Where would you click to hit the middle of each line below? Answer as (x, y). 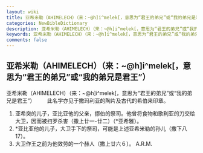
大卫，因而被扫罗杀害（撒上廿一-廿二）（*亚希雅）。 (79, 121)
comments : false (27, 40)
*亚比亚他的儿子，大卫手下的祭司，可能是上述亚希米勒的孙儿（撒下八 (101, 128)
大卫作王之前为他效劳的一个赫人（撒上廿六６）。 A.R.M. (84, 143)
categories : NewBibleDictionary (47, 23)
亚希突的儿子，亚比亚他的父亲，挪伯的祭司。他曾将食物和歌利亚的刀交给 (105, 113)
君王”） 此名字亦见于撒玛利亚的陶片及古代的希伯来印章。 (93, 100)
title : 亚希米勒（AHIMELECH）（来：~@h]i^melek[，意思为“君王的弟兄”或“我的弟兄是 (101, 18)
